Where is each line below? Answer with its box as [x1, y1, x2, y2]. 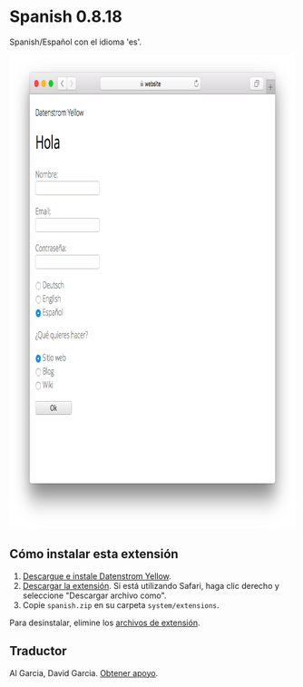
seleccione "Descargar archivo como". [22, 590, 167, 601]
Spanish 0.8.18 [9, 6, 122, 27]
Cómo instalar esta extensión [9, 546, 179, 562]
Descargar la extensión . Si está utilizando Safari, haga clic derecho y [22, 580, 279, 591]
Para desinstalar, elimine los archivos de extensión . [9, 617, 200, 628]
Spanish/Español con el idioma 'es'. [9, 36, 142, 47]
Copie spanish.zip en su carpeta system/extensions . [22, 599, 220, 610]
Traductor [9, 643, 67, 659]
